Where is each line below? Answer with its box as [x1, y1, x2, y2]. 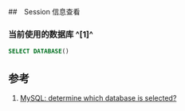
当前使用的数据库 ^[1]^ [8, 29, 94, 40]
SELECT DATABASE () [8, 47, 69, 56]
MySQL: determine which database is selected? [19, 93, 177, 102]
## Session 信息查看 [8, 7, 81, 16]
